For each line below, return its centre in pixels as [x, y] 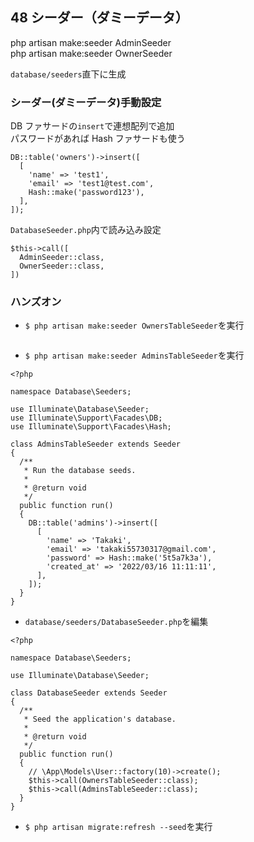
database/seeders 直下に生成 [68, 74]
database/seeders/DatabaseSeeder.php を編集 [116, 622]
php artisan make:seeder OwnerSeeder [91, 53]
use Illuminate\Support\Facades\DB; [86, 418]
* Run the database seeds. [80, 471]
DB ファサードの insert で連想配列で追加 [92, 126]
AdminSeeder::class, [62, 258]
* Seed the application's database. [100, 719]
